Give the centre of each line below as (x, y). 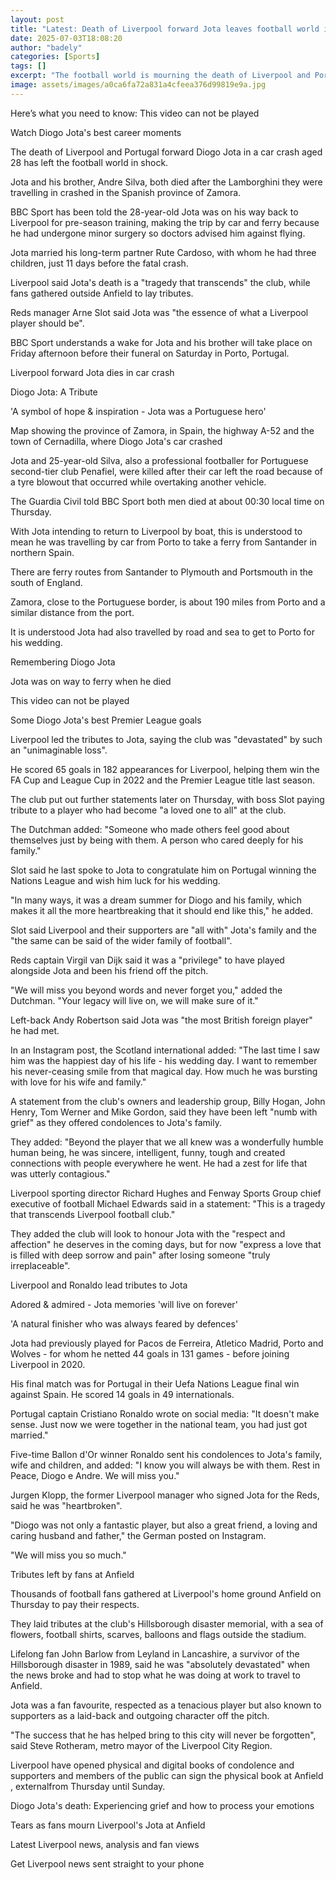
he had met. (35, 1030)
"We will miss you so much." (68, 1555)
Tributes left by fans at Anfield (72, 1574)
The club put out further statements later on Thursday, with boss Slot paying (167, 799)
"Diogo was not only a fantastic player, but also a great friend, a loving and (164, 1525)
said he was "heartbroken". (66, 1505)
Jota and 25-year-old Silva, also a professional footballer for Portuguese (159, 460)
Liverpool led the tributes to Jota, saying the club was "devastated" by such (166, 739)
